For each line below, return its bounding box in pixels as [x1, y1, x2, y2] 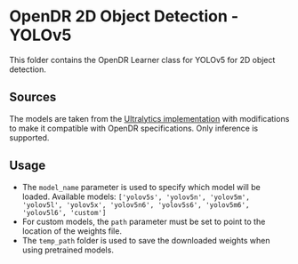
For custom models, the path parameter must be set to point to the [21, 216, 266, 227]
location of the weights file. [21, 225, 123, 236]
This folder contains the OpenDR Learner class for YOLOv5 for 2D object [9, 54, 276, 65]
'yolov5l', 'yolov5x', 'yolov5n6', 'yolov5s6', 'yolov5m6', [21, 200, 250, 210]
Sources [9, 90, 57, 105]
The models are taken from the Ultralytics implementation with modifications [9, 113, 290, 124]
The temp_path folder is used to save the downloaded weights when [21, 235, 270, 245]
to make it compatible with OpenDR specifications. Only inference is [9, 123, 259, 133]
